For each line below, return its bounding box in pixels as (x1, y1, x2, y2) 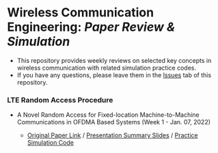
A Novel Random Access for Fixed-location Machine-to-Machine (16, 111, 200, 119)
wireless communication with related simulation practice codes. (16, 64, 197, 72)
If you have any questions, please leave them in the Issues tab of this (16, 70, 212, 79)
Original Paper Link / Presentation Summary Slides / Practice (27, 131, 198, 139)
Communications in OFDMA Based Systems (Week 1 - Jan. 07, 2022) (16, 118, 210, 126)
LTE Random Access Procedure (7, 95, 113, 105)
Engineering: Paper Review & (7, 19, 176, 35)
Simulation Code (27, 139, 74, 147)
